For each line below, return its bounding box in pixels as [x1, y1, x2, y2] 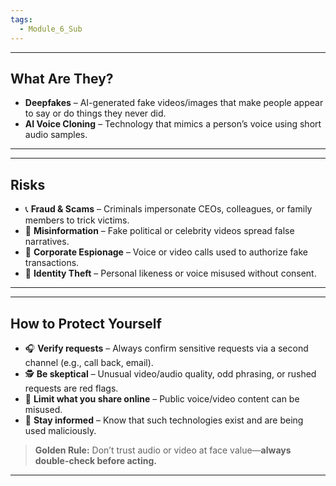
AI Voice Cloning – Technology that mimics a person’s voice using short [24, 118, 322, 130]
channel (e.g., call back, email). [24, 356, 154, 368]
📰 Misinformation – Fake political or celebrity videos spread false [24, 225, 295, 237]
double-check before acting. [34, 454, 157, 466]
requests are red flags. [24, 382, 119, 394]
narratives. [24, 236, 70, 248]
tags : [10, 14, 33, 25]
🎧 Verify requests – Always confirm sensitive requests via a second [24, 342, 309, 354]
